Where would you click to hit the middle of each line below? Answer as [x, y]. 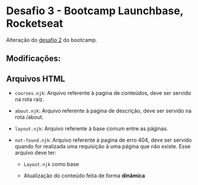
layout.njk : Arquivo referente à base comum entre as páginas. [91, 129]
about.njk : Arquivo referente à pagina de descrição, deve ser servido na [103, 111]
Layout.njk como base [51, 164]
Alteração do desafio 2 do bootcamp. [52, 40]
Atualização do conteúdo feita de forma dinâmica [84, 176]
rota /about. [29, 117]
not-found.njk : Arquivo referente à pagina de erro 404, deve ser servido [103, 140]
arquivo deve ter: [35, 153]
